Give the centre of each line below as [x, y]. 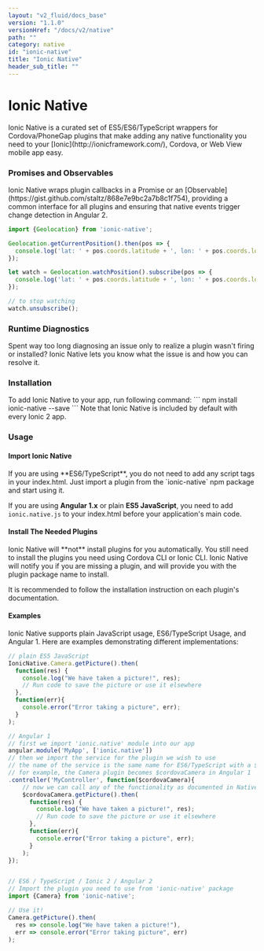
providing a [210, 198]
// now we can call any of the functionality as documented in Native [140, 787]
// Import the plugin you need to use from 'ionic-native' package [121, 889]
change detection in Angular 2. [58, 215]
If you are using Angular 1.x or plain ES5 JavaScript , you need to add [121, 505]
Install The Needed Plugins [53, 532]
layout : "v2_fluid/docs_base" [58, 15]
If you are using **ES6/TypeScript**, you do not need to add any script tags [132, 474]
